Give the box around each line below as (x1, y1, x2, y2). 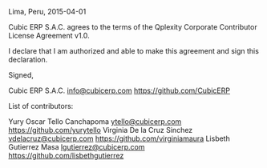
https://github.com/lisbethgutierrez (8, 151, 124, 160)
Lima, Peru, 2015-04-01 (8, 7, 87, 16)
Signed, (8, 70, 34, 79)
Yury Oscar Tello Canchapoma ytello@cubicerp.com (8, 117, 182, 126)
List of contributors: (8, 102, 74, 110)
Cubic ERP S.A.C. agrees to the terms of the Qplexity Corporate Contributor (8, 22, 258, 31)
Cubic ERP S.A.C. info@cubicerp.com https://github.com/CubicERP (8, 86, 231, 95)
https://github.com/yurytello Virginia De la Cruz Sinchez (8, 126, 193, 134)
